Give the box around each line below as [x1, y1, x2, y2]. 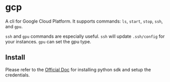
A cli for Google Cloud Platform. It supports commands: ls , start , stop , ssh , [5, 18, 163, 24]
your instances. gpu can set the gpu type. [5, 38, 91, 44]
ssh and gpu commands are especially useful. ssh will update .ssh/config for [5, 33, 165, 39]
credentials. [5, 72, 30, 78]
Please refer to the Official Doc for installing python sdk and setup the [5, 66, 151, 72]
